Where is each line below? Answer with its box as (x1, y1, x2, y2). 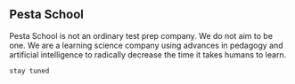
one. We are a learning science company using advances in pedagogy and (9, 40, 283, 50)
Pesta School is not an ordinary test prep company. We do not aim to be (9, 30, 274, 41)
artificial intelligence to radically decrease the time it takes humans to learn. (9, 49, 287, 60)
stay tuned (9, 66, 50, 75)
